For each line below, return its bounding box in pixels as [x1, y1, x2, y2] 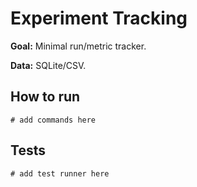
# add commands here [10, 115, 97, 125]
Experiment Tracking [10, 7, 188, 30]
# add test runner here [10, 168, 110, 179]
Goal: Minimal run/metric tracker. [10, 40, 147, 52]
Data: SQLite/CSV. [10, 59, 87, 71]
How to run [10, 88, 81, 106]
